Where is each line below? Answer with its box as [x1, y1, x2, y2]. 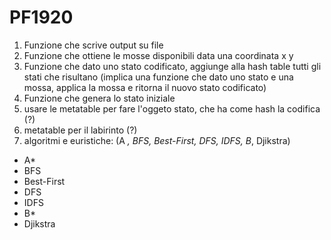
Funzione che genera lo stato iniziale [23, 92, 176, 104]
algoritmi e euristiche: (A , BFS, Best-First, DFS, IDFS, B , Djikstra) [23, 134, 291, 146]
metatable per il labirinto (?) [23, 124, 138, 136]
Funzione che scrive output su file [23, 39, 164, 51]
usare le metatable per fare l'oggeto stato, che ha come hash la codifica [23, 102, 321, 115]
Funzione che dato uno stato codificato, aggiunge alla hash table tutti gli [23, 60, 322, 72]
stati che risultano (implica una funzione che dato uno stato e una [23, 71, 294, 83]
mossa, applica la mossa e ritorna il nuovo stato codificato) [23, 81, 267, 93]
